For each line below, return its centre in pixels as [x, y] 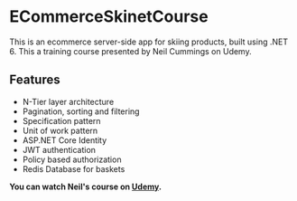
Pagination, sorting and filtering [81, 111]
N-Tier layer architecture [68, 101]
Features [35, 80]
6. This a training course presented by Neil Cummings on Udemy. [130, 51]
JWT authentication [59, 149]
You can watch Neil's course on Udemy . [86, 187]
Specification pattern [61, 120]
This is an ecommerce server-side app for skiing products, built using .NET [149, 42]
